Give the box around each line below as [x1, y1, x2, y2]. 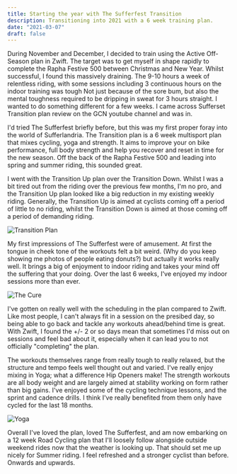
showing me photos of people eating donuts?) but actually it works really [7, 255, 219, 263]
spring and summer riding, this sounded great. [7, 161, 143, 170]
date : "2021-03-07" [7, 23, 65, 30]
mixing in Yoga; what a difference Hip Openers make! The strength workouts [7, 371, 231, 379]
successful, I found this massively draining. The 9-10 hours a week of [7, 72, 210, 81]
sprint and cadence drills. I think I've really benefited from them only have [7, 393, 222, 402]
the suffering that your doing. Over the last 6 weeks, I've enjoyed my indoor [7, 270, 228, 278]
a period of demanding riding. [7, 212, 94, 221]
